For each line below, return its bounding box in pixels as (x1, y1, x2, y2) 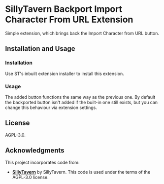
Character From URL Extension (5, 14, 133, 25)
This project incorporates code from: (5, 159, 80, 165)
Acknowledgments (5, 147, 65, 155)
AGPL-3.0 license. (12, 174, 49, 180)
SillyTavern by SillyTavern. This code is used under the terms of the (12, 169, 151, 175)
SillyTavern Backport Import (5, 3, 122, 15)
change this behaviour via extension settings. (5, 105, 97, 110)
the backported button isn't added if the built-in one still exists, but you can (5, 99, 158, 105)
